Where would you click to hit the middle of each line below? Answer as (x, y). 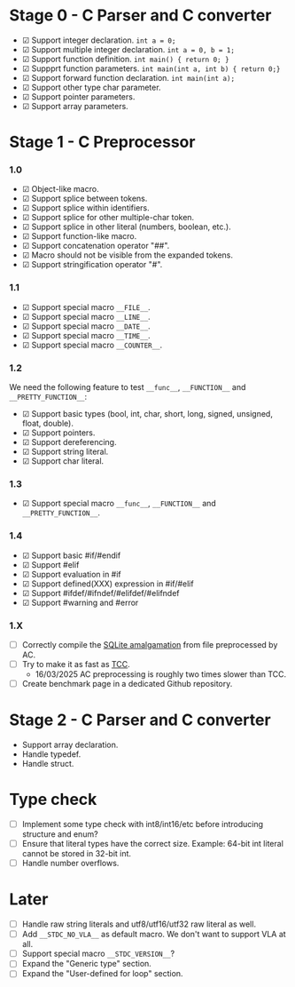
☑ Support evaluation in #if (71, 574)
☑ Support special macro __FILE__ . (86, 306)
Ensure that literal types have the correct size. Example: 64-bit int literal (152, 844)
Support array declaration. (70, 745)
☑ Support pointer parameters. (78, 96)
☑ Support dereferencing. (69, 442)
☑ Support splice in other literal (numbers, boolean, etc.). (127, 227)
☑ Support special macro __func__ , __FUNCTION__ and (119, 504)
